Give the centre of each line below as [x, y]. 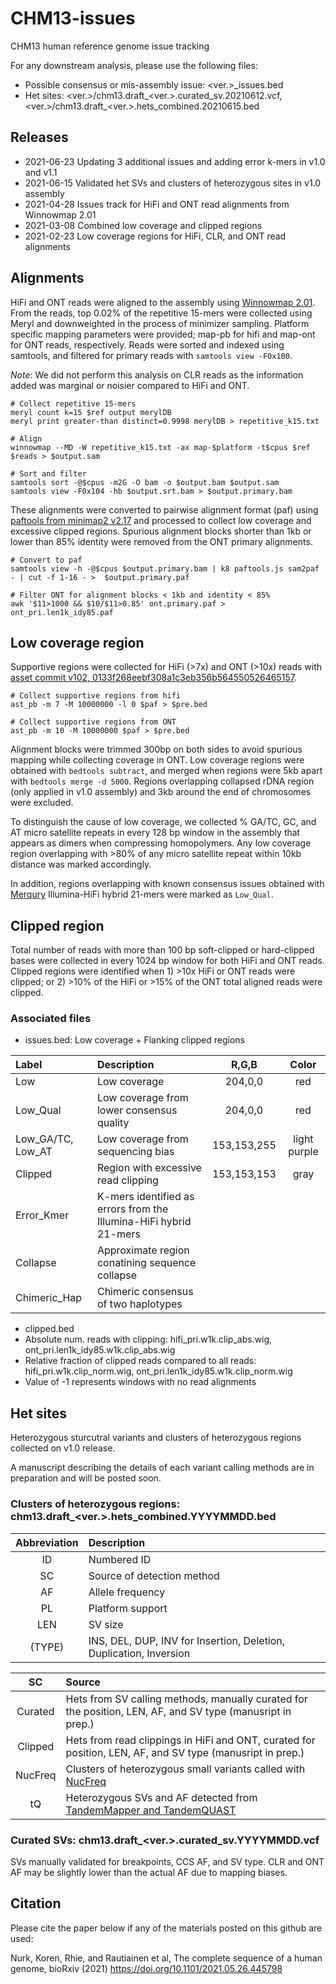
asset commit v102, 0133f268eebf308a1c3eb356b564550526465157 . [153, 678]
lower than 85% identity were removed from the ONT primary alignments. [161, 541]
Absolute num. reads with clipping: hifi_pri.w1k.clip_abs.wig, [148, 1339]
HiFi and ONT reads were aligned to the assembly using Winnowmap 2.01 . [163, 302]
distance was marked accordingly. [81, 864]
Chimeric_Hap [49, 1298]
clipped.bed [49, 1329]
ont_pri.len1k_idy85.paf [62, 612]
